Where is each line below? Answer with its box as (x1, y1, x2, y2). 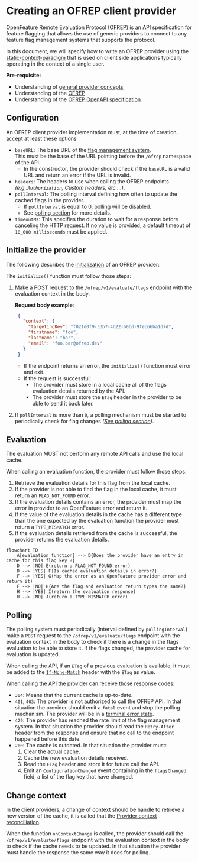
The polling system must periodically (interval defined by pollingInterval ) (6, 626, 188, 633)
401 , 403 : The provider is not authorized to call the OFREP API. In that (14, 698, 182, 705)
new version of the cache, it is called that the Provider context (6, 812, 157, 819)
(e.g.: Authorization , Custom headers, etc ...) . (14, 184, 125, 191)
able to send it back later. (32, 400, 94, 407)
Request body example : (14, 302, 74, 309)
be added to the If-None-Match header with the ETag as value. (6, 669, 155, 676)
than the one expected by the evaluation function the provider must (14, 517, 179, 524)
